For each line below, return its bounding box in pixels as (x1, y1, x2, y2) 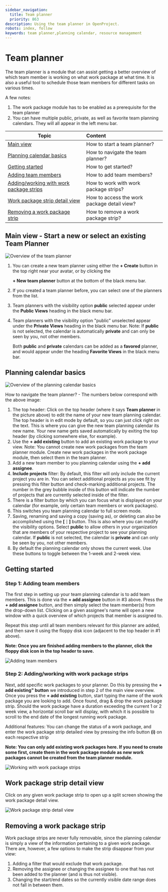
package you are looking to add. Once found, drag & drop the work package (5, 698, 162, 704)
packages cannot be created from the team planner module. (5, 755, 133, 761)
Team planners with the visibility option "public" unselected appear (12, 317, 151, 324)
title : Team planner (9, 12, 52, 17)
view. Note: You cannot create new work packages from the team (12, 443, 147, 450)
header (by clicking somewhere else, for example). (12, 433, 117, 439)
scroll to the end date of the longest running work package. (5, 713, 127, 720)
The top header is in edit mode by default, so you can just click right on (12, 417, 159, 423)
